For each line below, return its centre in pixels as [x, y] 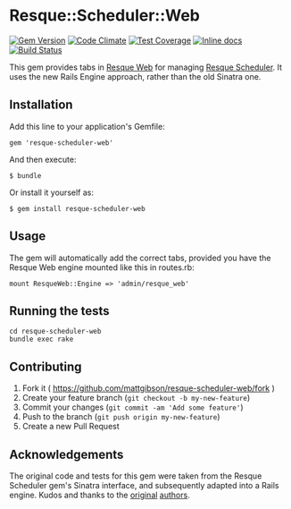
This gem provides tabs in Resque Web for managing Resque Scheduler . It [146, 67]
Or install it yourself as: [51, 192]
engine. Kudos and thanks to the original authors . [100, 495]
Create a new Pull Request [71, 427]
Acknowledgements [67, 454]
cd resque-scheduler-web [55, 332]
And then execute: [43, 159]
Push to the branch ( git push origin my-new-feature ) [121, 417]
